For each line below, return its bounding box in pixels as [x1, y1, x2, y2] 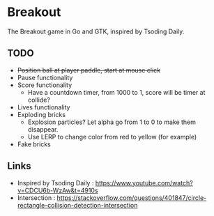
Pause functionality [17, 73, 73, 82]
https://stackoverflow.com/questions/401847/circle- [56, 193, 207, 202]
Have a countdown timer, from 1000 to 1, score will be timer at [27, 88, 206, 96]
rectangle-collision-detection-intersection [17, 201, 138, 209]
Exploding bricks [17, 110, 66, 118]
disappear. [27, 125, 59, 133]
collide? [27, 95, 51, 104]
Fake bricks [17, 140, 51, 148]
